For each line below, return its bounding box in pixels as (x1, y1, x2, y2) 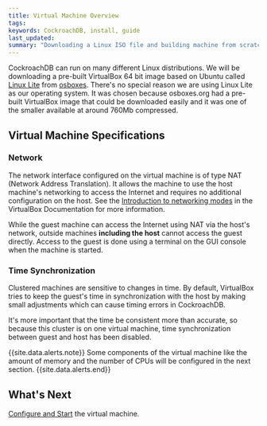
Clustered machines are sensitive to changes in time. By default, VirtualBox (8, 283, 254, 293)
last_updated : (8, 33, 56, 42)
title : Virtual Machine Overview (8, 11, 119, 20)
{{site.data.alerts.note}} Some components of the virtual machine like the (8, 348, 248, 358)
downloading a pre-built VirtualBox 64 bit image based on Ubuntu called (8, 72, 246, 81)
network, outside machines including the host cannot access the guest (8, 228, 242, 237)
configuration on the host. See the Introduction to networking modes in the (8, 196, 253, 205)
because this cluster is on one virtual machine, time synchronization (8, 324, 231, 334)
